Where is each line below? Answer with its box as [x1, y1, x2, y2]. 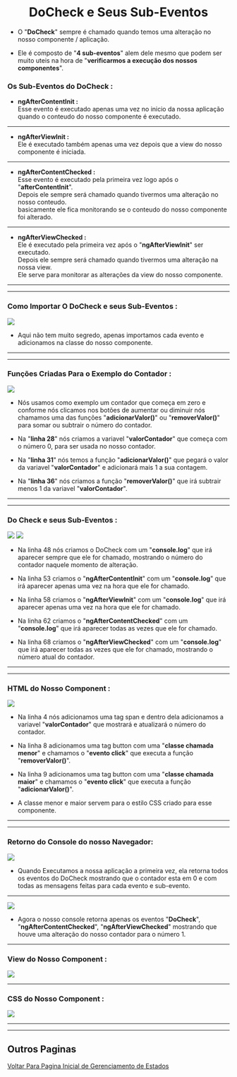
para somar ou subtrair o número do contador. [17, 420, 152, 429]
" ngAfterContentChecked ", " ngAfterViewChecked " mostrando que [17, 922, 217, 931]
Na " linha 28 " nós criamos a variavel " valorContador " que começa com [17, 434, 228, 443]
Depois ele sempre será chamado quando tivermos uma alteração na [17, 255, 219, 264]
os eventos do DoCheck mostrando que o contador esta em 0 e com [17, 874, 217, 882]
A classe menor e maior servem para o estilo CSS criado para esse [17, 798, 212, 808]
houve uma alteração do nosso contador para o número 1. [17, 930, 186, 938]
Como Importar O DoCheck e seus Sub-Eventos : [7, 301, 178, 311]
